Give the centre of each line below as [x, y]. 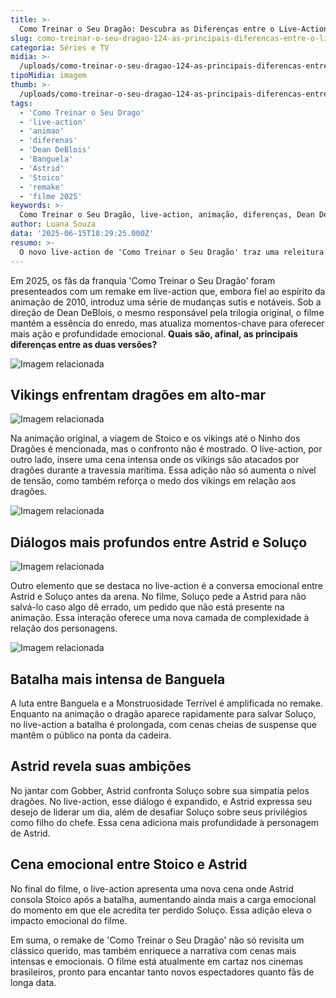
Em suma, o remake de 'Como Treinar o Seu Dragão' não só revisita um [157, 940]
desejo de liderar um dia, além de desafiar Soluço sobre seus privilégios [159, 812]
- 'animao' [42, 131]
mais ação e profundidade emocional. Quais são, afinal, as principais [154, 333]
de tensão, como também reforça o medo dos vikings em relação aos [153, 481]
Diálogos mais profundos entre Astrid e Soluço [159, 542]
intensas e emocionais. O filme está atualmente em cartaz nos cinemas [157, 961]
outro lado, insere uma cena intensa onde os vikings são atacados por [155, 460]
